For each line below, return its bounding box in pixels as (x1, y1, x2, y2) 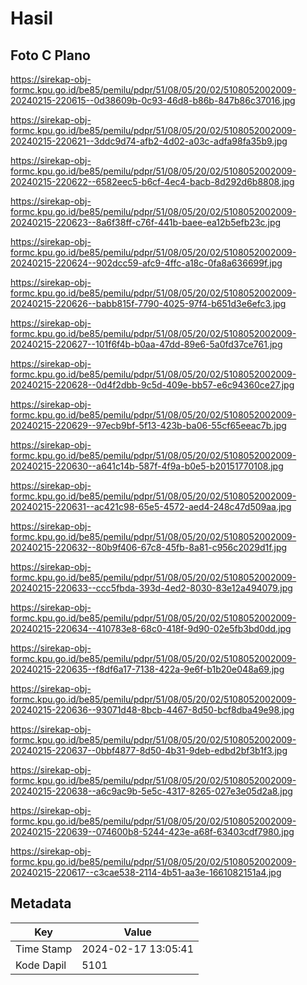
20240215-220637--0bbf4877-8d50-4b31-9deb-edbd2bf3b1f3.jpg (10, 745, 288, 756)
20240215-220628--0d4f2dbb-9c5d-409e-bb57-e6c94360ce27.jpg (10, 379, 295, 391)
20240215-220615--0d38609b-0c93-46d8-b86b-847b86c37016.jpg (10, 95, 296, 106)
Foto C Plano (10, 47, 91, 64)
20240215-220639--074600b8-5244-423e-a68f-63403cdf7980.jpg (10, 826, 295, 837)
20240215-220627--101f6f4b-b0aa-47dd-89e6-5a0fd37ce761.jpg (10, 338, 283, 350)
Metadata (10, 895, 72, 912)
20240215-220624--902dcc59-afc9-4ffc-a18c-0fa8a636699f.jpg (10, 257, 283, 269)
